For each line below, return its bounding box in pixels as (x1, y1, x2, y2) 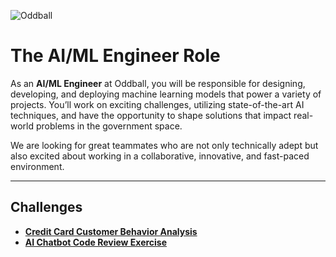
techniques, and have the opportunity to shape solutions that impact (10, 109, 292, 121)
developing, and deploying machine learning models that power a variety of (10, 88, 322, 100)
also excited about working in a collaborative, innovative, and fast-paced (10, 150, 310, 162)
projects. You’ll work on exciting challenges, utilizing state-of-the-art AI (10, 98, 305, 110)
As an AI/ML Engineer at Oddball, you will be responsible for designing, (10, 77, 306, 89)
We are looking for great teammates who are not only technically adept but (10, 139, 319, 151)
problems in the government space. (35, 120, 183, 132)
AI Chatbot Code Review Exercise (24, 236, 168, 248)
